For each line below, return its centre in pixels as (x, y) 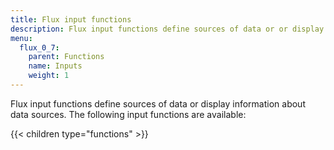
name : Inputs (55, 66)
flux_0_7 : (39, 47)
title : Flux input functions (71, 19)
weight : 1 (49, 76)
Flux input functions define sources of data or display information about (158, 103)
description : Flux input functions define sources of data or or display (167, 29)
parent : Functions (66, 57)
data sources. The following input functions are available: (128, 114)
